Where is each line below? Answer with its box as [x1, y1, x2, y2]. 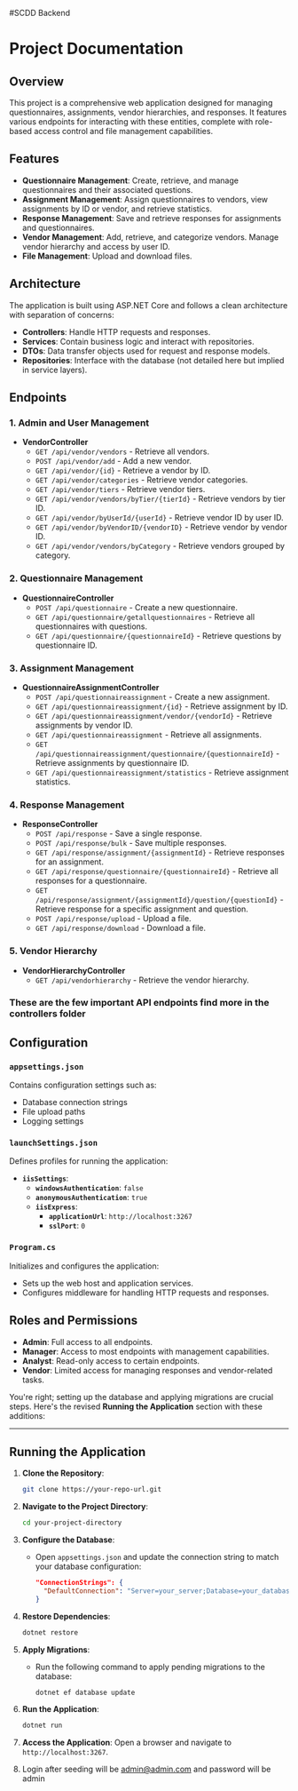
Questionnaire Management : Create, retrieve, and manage [21, 175, 239, 186]
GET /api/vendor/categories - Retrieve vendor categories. [35, 474, 248, 485]
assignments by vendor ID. [35, 720, 133, 730]
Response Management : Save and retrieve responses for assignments [21, 212, 282, 223]
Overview [9, 74, 65, 89]
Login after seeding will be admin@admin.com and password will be [21, 1763, 271, 1775]
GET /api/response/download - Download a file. [35, 923, 207, 934]
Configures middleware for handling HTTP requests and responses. [21, 1287, 270, 1298]
